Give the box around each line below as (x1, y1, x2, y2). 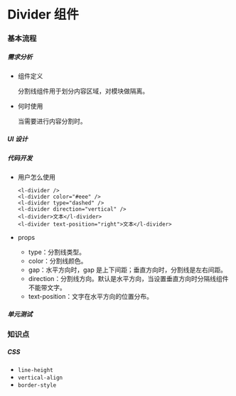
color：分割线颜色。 (28, 257, 87, 265)
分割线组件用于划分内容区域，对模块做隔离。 (17, 87, 149, 96)
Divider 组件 (7, 6, 80, 23)
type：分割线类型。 (28, 248, 86, 256)
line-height (17, 367, 53, 374)
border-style (17, 382, 57, 389)
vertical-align (17, 374, 63, 382)
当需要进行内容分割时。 (17, 117, 87, 126)
